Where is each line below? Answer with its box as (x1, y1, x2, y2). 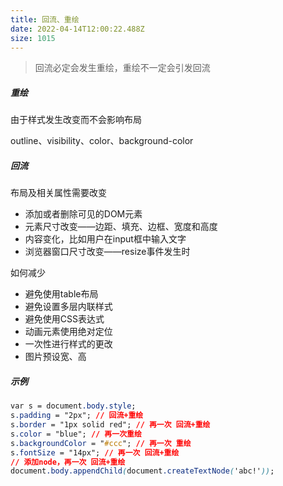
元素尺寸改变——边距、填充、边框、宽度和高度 (24, 221, 218, 233)
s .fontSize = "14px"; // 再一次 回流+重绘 (10, 447, 180, 458)
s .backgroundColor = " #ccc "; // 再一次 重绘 (10, 438, 192, 448)
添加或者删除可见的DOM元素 (24, 208, 143, 220)
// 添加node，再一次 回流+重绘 (10, 457, 126, 467)
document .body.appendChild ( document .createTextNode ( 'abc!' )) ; (10, 466, 275, 476)
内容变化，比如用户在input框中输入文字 (24, 233, 187, 245)
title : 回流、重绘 (10, 14, 80, 25)
